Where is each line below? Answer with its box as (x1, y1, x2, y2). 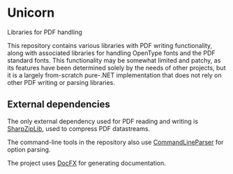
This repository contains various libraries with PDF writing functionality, (7, 41, 213, 49)
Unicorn (7, 5, 55, 21)
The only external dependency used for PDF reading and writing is (7, 117, 199, 125)
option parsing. (7, 145, 51, 154)
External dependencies (7, 99, 110, 111)
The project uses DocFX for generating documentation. (7, 159, 166, 167)
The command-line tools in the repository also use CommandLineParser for (7, 138, 224, 146)
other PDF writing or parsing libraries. (7, 78, 115, 86)
